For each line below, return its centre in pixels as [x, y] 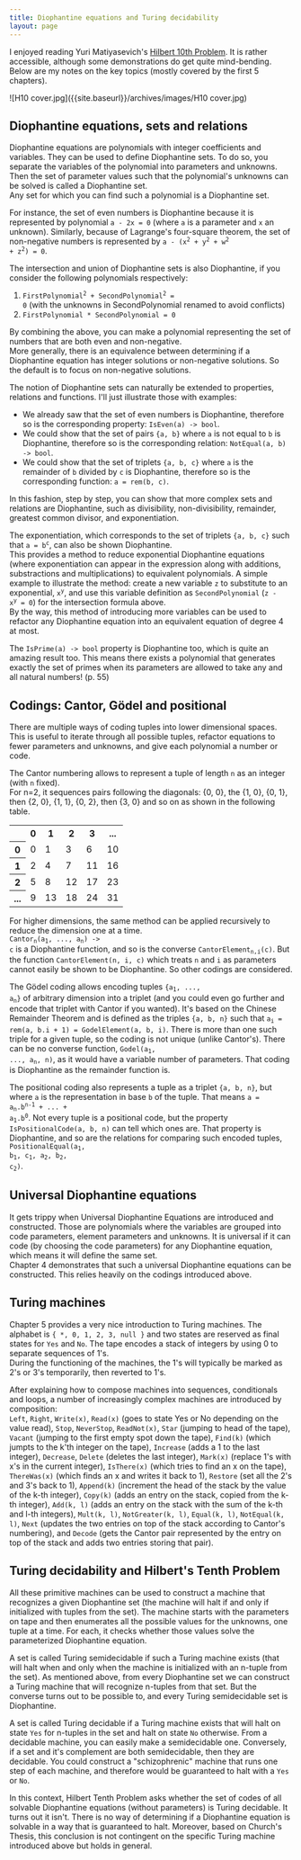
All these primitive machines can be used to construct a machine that [137, 1592]
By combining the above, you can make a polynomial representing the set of [150, 332]
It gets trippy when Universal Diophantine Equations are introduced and [142, 1217]
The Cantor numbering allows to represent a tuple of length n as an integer [147, 774]
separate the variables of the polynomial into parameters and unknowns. [144, 166]
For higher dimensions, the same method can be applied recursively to [140, 921]
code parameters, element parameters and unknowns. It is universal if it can [150, 1236]
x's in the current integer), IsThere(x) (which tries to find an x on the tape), [148, 1466]
